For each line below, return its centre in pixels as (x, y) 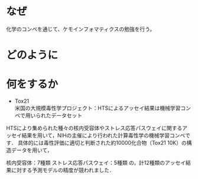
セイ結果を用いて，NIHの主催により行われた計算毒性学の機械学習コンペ (98, 135)
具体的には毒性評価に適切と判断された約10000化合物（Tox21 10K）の (102, 143)
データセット (67, 116)
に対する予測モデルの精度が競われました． (63, 170)
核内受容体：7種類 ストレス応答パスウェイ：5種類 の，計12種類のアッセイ (96, 163)
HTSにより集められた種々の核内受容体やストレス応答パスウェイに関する (94, 128)
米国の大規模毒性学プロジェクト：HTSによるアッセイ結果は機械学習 (98, 108)
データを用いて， (32, 150)
